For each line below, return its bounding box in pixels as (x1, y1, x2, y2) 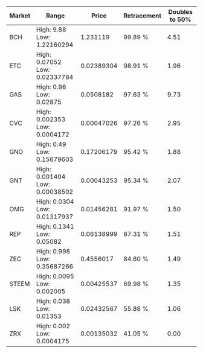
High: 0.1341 (36, 223, 74, 231)
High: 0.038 (36, 297, 71, 305)
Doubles (168, 8, 193, 16)
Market (9, 11, 31, 20)
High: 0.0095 (36, 272, 74, 280)
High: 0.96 (36, 83, 66, 91)
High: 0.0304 (36, 197, 74, 206)
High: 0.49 (36, 140, 66, 148)
